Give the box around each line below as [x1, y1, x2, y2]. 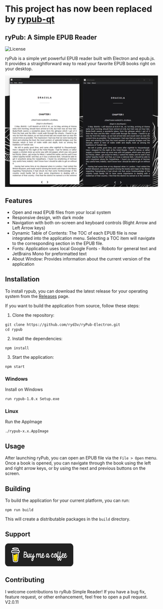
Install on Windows [5, 387, 43, 392]
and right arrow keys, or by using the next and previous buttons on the [5, 465, 146, 471]
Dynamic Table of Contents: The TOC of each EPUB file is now [12, 230, 137, 236]
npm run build [5, 508, 34, 513]
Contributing [5, 576, 45, 584]
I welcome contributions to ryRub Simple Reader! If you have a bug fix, [5, 589, 146, 594]
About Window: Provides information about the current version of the [12, 256, 150, 261]
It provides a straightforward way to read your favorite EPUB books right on [5, 61, 156, 66]
